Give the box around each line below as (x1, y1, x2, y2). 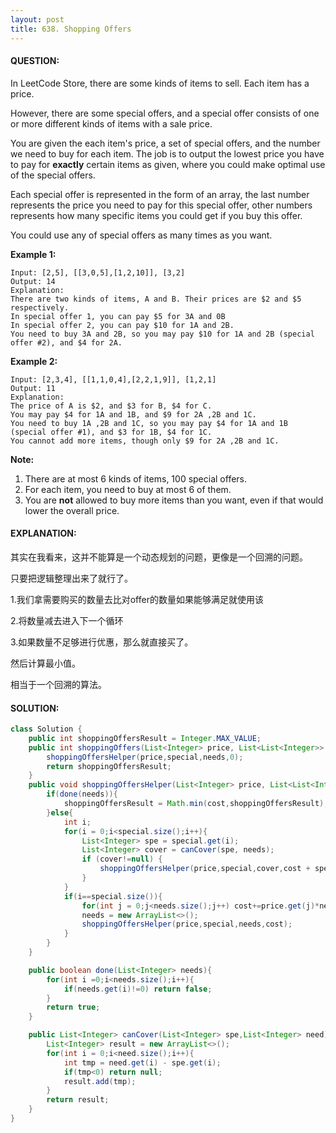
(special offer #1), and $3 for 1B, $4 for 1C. (10, 427, 213, 437)
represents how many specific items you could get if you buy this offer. (10, 209, 303, 221)
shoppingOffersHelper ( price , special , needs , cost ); (81, 919, 293, 930)
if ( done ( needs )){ (46, 789, 118, 800)
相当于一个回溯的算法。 (10, 678, 107, 690)
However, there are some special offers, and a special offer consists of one (10, 107, 320, 119)
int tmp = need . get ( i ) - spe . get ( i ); (63, 1057, 222, 1068)
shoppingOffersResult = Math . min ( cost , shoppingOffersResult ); (63, 799, 329, 809)
